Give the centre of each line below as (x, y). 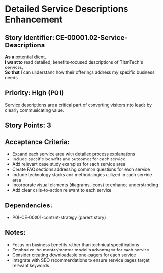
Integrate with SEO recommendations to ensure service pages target (81, 260)
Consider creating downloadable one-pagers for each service (74, 255)
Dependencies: (29, 206)
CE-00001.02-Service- (91, 37)
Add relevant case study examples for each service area (69, 164)
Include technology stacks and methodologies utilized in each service (82, 175)
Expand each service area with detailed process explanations (73, 154)
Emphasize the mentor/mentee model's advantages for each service (81, 250)
